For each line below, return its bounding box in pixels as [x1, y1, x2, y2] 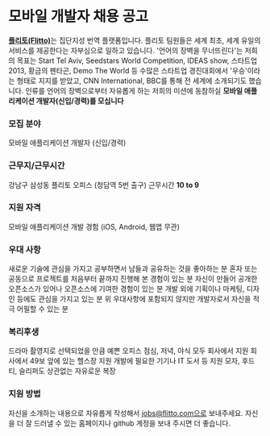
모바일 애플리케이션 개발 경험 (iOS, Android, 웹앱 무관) [8, 222, 180, 231]
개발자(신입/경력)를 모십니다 [35, 96, 124, 106]
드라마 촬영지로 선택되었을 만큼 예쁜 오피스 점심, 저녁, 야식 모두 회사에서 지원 [8, 346, 249, 355]
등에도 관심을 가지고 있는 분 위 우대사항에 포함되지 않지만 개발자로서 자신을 [16, 294, 251, 304]
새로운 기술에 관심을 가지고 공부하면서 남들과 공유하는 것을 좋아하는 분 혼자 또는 [8, 264, 258, 274]
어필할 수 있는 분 [16, 304, 69, 314]
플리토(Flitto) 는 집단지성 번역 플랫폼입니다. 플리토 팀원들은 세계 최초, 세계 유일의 [8, 35, 261, 45]
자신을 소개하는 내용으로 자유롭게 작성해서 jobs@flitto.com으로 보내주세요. [8, 408, 243, 417]
